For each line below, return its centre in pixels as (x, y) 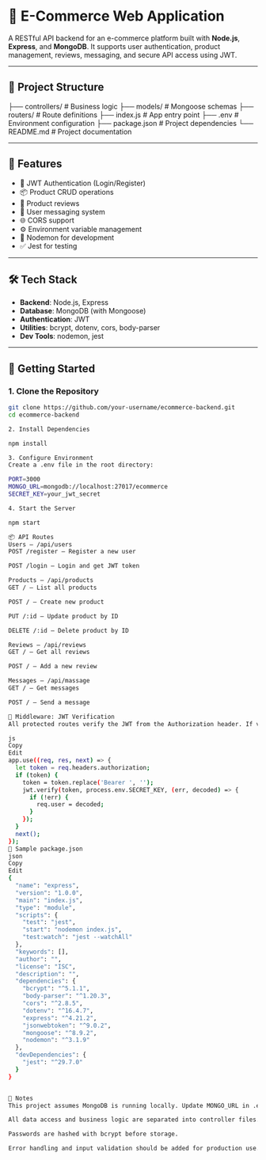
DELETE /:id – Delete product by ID (68, 630)
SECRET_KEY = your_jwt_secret (55, 494)
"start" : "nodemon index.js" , (72, 930)
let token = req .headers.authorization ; (83, 768)
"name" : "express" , (47, 886)
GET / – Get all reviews (49, 652)
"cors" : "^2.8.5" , (53, 1004)
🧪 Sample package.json (46, 849)
